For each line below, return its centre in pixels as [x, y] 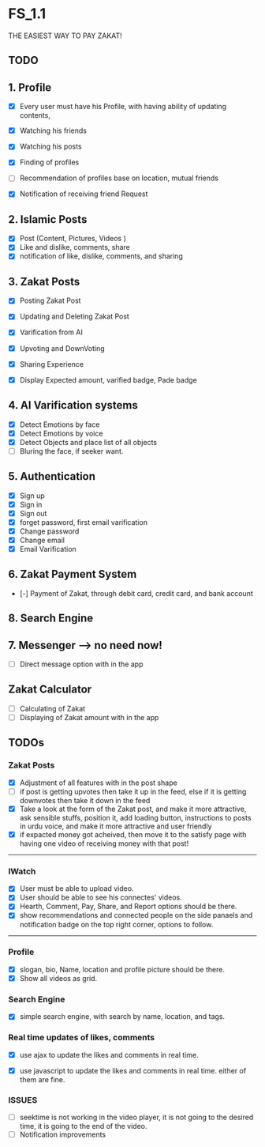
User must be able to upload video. [77, 889]
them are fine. [42, 1079]
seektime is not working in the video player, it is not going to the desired [136, 1117]
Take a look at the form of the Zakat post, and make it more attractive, [133, 809]
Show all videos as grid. [58, 978]
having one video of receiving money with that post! [104, 843]
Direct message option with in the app [81, 664]
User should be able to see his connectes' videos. [101, 897]
